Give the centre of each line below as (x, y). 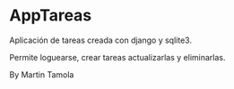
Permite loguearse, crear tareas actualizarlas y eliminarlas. (117, 57)
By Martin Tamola (42, 74)
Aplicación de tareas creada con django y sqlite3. (101, 40)
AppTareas (51, 16)
